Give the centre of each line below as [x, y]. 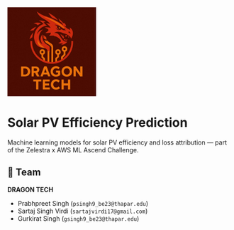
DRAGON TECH [30, 189]
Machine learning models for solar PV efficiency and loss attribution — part [117, 142]
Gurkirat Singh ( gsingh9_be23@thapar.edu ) [78, 218]
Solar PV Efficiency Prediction [97, 123]
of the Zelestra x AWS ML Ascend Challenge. [73, 150]
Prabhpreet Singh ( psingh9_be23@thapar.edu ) [83, 203]
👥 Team [24, 173]
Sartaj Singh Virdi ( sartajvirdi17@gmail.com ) [83, 211]
